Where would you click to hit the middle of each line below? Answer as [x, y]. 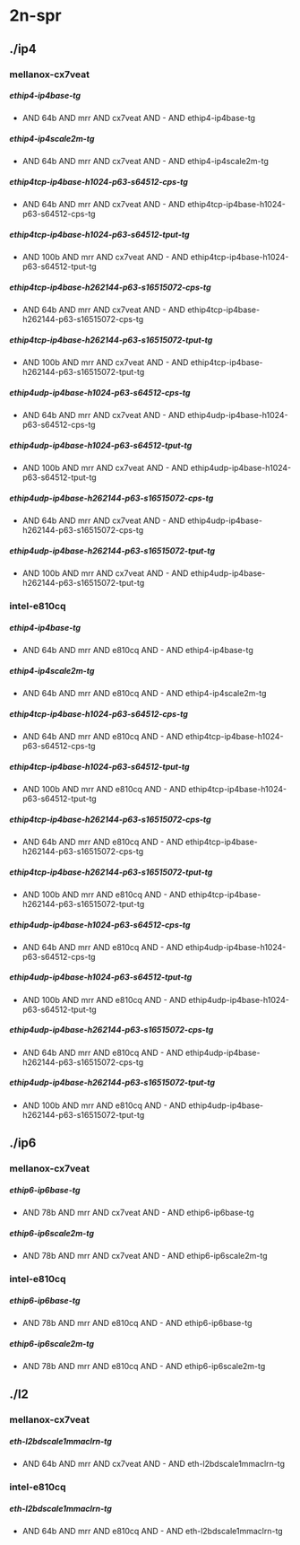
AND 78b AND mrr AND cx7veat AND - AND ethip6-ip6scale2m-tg [145, 1256]
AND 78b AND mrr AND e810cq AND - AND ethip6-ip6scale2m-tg [144, 1366]
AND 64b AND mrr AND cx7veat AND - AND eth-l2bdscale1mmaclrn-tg [153, 1464]
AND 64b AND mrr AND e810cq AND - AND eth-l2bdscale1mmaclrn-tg [153, 1532]
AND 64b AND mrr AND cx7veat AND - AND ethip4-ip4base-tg [139, 118]
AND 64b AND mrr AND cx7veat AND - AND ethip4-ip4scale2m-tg [145, 161]
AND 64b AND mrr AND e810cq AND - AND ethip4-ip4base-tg [137, 650]
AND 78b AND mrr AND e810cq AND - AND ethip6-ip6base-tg [137, 1322]
